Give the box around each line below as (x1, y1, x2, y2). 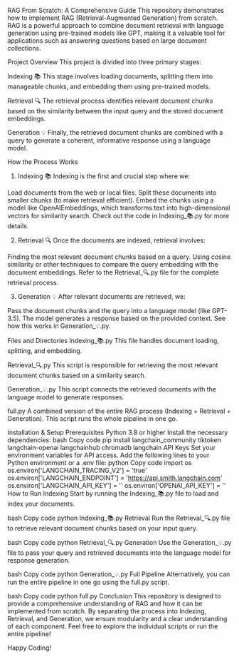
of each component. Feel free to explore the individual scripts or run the (7, 622, 218, 630)
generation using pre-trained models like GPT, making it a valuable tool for (7, 29, 225, 37)
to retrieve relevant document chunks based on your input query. (7, 524, 198, 532)
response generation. (7, 556, 70, 564)
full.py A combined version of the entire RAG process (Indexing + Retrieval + (7, 407, 231, 415)
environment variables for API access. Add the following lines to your (7, 451, 210, 459)
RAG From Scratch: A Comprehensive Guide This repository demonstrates (7, 6, 224, 14)
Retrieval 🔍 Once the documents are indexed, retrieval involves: (17, 236, 206, 245)
